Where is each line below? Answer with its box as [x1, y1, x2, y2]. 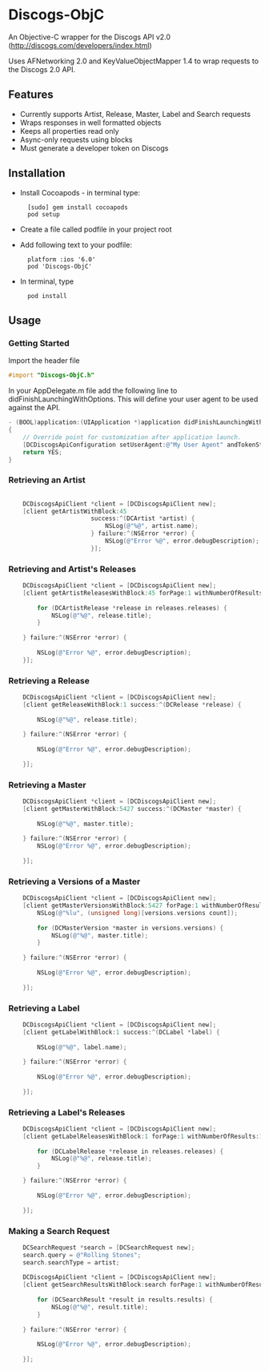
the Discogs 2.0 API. [8, 64, 76, 74]
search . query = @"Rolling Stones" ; [22, 1251, 142, 1259]
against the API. [8, 403, 61, 413]
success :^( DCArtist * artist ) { [90, 514, 195, 522]
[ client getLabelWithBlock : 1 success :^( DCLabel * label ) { [22, 1028, 220, 1036]
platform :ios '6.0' [27, 255, 96, 264]
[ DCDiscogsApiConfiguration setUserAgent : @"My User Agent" [22, 441, 224, 449]
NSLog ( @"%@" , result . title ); [50, 1303, 149, 1311]
